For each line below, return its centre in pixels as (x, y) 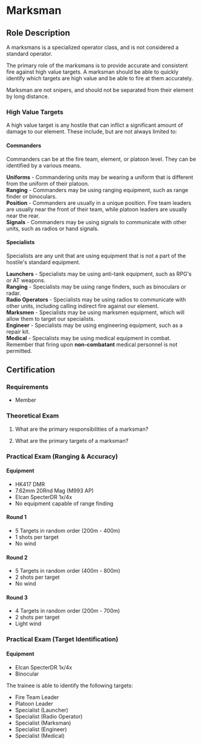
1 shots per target (37, 537)
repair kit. (18, 331)
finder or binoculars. (32, 196)
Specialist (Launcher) (41, 710)
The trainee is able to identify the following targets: (70, 685)
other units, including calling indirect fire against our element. (83, 306)
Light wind (28, 624)
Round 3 (17, 597)
